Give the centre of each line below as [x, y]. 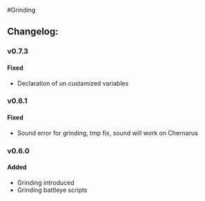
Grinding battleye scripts [52, 190]
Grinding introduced [46, 182]
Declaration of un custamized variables [73, 83]
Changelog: [33, 31]
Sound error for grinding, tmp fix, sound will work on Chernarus [107, 133]
